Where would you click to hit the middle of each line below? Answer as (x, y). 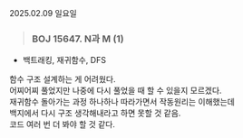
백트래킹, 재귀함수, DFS (64, 60)
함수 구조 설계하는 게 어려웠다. (63, 79)
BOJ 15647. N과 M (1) (78, 39)
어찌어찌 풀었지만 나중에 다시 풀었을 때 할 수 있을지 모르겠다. (116, 91)
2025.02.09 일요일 (43, 13)
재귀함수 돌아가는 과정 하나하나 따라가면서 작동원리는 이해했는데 (122, 102)
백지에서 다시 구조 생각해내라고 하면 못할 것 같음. (95, 113)
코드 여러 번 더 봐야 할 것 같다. (63, 124)
